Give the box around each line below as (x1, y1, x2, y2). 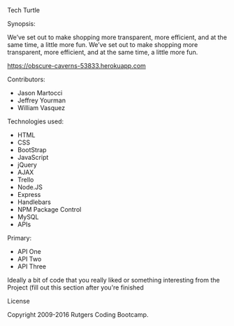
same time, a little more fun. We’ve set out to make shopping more (7, 41, 198, 48)
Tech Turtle (7, 6, 41, 14)
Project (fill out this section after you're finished (7, 283, 145, 292)
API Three (17, 262, 47, 271)
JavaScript (17, 154, 49, 161)
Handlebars (17, 198, 51, 206)
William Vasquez (17, 104, 65, 111)
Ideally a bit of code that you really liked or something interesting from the (7, 276, 220, 284)
